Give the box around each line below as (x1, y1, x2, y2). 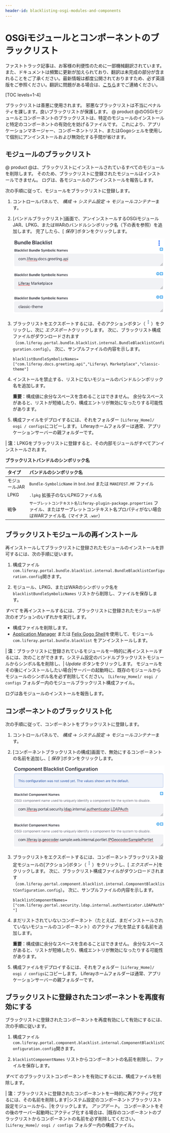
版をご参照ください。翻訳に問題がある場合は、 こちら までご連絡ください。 (5, 82, 160, 88)
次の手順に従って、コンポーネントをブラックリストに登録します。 (5, 721, 142, 727)
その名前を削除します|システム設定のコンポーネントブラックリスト (22, 1097, 162, 1103)
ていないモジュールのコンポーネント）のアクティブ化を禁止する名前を (12, 923, 158, 929)
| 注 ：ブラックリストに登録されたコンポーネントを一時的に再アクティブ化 (5, 1090, 158, 1097)
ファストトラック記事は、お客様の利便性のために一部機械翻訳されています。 (5, 62, 164, 68)
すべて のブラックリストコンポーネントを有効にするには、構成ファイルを (5, 1073, 157, 1079)
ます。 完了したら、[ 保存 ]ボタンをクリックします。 (21, 228, 130, 234)
